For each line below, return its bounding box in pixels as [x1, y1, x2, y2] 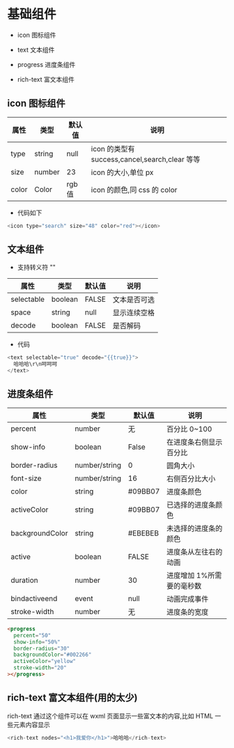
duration [10, 575, 38, 585]
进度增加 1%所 [166, 570, 215, 580]
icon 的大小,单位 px [91, 167, 154, 177]
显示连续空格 [112, 308, 155, 318]
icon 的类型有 [91, 144, 135, 153]
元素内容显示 [13, 720, 50, 728]
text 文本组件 [17, 45, 55, 54]
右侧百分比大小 [166, 473, 216, 483]
